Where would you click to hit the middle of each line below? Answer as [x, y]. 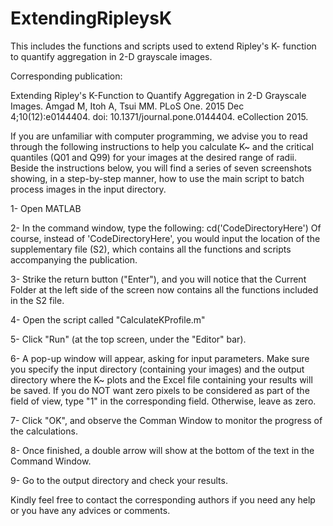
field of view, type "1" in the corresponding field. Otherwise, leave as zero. [163, 401]
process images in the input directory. [88, 189]
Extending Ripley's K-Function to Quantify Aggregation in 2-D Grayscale [158, 95]
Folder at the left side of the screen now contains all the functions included [164, 289]
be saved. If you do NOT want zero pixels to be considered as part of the [160, 390]
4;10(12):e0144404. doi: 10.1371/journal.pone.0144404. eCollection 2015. [159, 116]
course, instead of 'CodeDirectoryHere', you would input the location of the [165, 238]
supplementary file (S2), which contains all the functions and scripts [151, 249]
